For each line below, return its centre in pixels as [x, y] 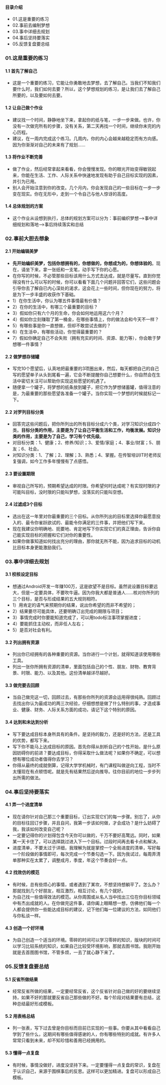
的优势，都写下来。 [32, 740]
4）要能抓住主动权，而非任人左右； [49, 624]
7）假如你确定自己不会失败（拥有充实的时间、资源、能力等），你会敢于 [84, 338]
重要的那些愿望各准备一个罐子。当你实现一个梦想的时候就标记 [93, 393]
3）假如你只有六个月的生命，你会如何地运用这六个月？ [68, 313]
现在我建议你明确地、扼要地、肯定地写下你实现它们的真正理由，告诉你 [84, 529]
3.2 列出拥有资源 [22, 642]
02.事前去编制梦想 [31, 25]
